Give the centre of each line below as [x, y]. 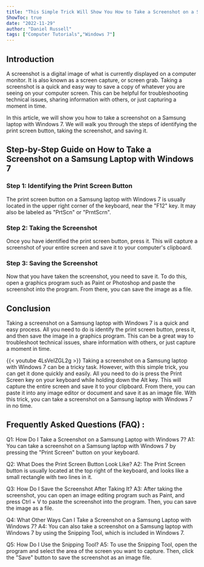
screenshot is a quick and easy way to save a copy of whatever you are [96, 86]
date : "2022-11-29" [31, 23]
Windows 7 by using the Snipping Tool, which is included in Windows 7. [96, 532]
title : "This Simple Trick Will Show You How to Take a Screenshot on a [100, 12]
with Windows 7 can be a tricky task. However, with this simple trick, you [97, 367]
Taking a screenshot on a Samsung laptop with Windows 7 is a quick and [97, 323]
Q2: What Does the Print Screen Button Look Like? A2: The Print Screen [96, 464]
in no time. [19, 406]
